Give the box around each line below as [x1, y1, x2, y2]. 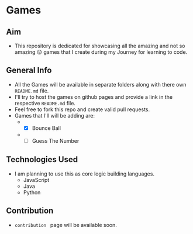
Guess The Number [32, 137, 80, 144]
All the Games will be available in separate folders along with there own [14, 81, 187, 88]
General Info [6, 66, 52, 75]
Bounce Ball [32, 124, 61, 132]
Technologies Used [6, 154, 78, 164]
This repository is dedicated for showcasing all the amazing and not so [14, 42, 185, 49]
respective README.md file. [14, 99, 76, 106]
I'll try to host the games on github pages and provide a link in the [14, 93, 173, 100]
